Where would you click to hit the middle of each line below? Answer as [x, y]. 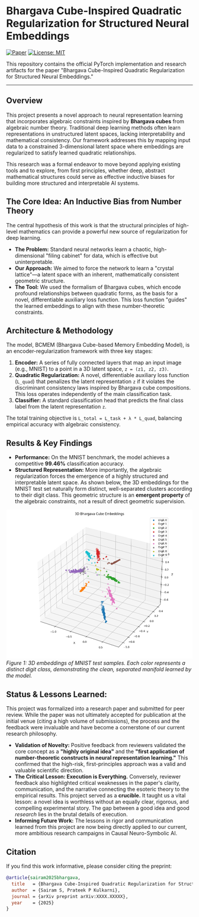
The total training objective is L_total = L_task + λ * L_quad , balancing [94, 418]
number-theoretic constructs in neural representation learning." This [101, 758]
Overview [25, 101]
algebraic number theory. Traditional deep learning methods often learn [93, 127]
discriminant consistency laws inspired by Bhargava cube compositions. [103, 388]
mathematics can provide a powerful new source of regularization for [103, 231]
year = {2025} [33, 903]
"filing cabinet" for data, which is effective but [102, 255]
